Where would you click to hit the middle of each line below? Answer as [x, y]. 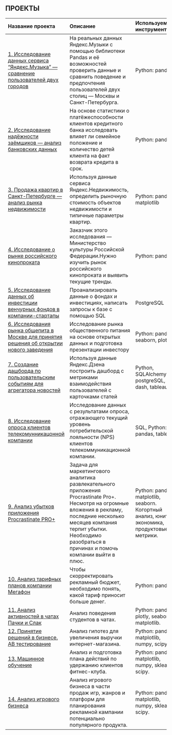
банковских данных [33, 149]
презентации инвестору [99, 350]
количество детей [92, 149]
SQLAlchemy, [152, 374]
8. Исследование [29, 421]
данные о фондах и [93, 296]
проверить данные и [95, 70]
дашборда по [24, 371]
